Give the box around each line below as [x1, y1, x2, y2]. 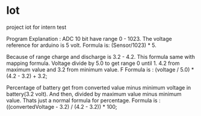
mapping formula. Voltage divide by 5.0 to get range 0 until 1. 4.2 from [6, 60, 180, 67]
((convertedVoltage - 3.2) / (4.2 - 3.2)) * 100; [6, 103, 117, 110]
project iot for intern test [6, 23, 67, 31]
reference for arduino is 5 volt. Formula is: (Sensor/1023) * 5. [6, 41, 156, 49]
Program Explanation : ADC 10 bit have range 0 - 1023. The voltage [6, 35, 173, 42]
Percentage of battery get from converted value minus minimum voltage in [6, 84, 191, 91]
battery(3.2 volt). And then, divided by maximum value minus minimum [6, 90, 182, 97]
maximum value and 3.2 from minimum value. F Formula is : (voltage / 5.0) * [6, 66, 194, 73]
